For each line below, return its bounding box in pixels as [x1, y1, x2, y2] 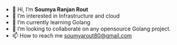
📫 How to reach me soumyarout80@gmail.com [12, 32, 132, 39]
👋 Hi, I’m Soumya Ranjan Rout [12, 6, 88, 13]
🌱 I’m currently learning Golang [12, 19, 90, 26]
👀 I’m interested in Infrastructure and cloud [12, 12, 120, 19]
